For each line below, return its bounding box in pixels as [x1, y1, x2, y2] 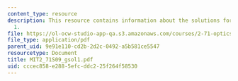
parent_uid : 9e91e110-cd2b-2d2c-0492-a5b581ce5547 [7, 43, 160, 50]
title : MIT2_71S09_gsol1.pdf [7, 56, 93, 63]
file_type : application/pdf [7, 37, 91, 44]
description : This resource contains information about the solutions [7, 17, 220, 24]
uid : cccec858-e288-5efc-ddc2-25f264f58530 [7, 63, 138, 70]
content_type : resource [7, 10, 78, 18]
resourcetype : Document [7, 50, 78, 57]
